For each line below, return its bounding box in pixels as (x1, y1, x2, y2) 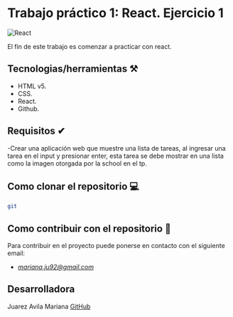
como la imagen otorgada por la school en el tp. (7, 158, 147, 168)
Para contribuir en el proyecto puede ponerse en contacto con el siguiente (7, 242, 225, 250)
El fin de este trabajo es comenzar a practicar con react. (7, 42, 172, 50)
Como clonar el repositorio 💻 (7, 180, 140, 193)
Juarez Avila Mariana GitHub (7, 302, 91, 311)
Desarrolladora (7, 283, 75, 296)
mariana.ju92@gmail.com (17, 263, 94, 272)
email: (7, 249, 26, 257)
